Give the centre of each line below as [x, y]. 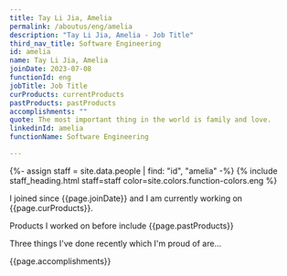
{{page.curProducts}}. [52, 207]
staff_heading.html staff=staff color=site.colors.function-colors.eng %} [143, 180]
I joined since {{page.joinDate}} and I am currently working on [126, 198]
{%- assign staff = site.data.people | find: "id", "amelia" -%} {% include [143, 171]
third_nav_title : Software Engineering [85, 43]
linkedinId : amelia [47, 129]
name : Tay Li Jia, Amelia [58, 60]
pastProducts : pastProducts [63, 103]
